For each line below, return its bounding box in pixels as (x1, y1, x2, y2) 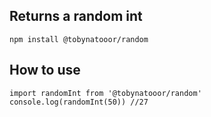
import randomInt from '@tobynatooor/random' (9, 88, 202, 98)
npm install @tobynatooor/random (9, 34, 149, 44)
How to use (9, 62, 81, 79)
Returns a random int (9, 8, 143, 25)
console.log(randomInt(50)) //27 (9, 97, 149, 107)
